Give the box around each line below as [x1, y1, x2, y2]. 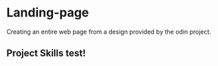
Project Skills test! [6, 47, 87, 59]
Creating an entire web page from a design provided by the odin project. [6, 27, 211, 36]
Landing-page [6, 5, 89, 21]
